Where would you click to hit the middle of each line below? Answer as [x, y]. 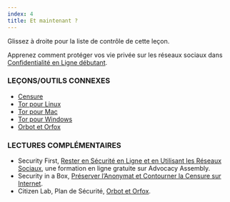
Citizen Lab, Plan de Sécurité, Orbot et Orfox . [84, 191]
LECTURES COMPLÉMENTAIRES [64, 145]
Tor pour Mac [38, 111]
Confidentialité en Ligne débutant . [57, 62]
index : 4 [20, 14]
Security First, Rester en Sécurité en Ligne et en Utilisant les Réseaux [120, 161]
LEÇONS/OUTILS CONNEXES [59, 81]
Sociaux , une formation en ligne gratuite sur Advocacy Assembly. [114, 168]
